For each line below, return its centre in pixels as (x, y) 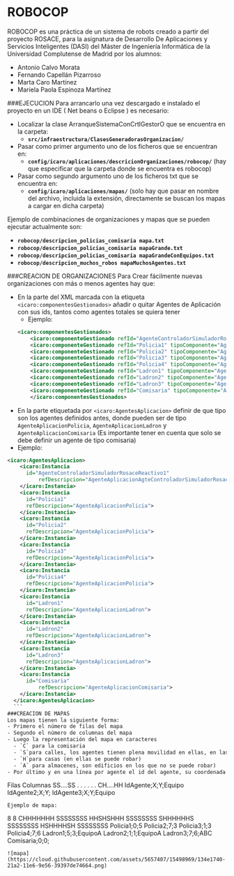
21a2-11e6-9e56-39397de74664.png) (57, 866)
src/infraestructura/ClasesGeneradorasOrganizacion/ (106, 139)
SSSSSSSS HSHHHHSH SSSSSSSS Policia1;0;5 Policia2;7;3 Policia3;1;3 (109, 826)
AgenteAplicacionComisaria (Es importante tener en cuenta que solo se (119, 432)
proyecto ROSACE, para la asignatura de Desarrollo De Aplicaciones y (107, 38)
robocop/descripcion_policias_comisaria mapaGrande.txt (100, 248)
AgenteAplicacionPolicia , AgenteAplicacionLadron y (92, 425)
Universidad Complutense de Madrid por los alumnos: (85, 54)
